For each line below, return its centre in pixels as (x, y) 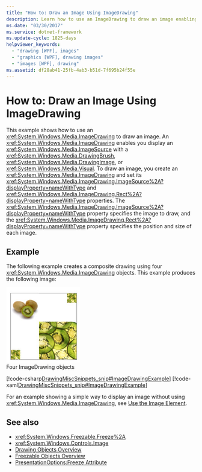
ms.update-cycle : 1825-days (41, 38)
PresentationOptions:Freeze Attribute (61, 462)
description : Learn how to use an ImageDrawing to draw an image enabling (102, 19)
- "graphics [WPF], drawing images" (57, 57)
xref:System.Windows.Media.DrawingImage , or (65, 162)
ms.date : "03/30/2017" (35, 25)
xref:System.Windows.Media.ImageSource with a (67, 149)
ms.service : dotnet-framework (44, 32)
